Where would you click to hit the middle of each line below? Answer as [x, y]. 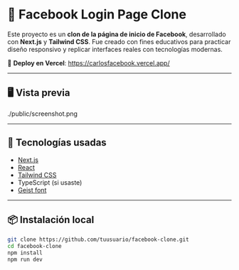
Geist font [32, 190]
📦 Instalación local [51, 220]
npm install [25, 253]
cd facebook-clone [34, 247]
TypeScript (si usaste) [50, 182]
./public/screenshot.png [43, 114]
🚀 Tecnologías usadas [57, 142]
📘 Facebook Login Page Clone [97, 15]
